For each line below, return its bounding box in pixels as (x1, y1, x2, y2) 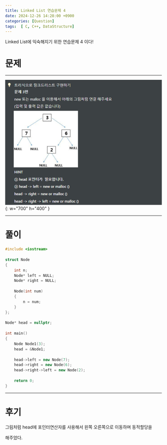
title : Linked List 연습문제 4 (5, 8, 66, 13)
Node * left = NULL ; (14, 273, 55, 278)
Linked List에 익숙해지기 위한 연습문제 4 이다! (5, 39, 93, 45)
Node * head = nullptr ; (5, 320, 52, 325)
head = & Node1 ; (14, 347, 46, 352)
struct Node (5, 257, 30, 262)
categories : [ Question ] (5, 18, 55, 23)
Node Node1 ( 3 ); (14, 341, 46, 346)
